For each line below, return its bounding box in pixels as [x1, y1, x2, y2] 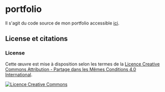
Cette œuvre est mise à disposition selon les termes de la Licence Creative [5, 61, 160, 67]
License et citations [5, 34, 68, 43]
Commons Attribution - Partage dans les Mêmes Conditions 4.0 [5, 66, 136, 72]
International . [5, 71, 33, 77]
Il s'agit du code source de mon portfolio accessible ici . [5, 20, 119, 26]
